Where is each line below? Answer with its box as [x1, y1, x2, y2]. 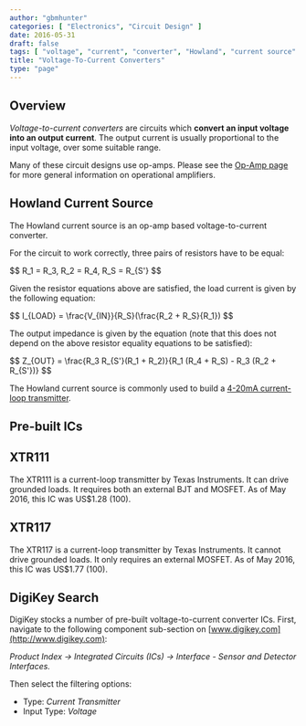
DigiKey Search [9, 590, 99, 605]
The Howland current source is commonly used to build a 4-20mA [9, 383, 259, 394]
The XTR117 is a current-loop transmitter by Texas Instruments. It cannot [9, 544, 281, 555]
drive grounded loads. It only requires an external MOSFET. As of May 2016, [9, 553, 295, 564]
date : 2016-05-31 [9, 30, 76, 39]
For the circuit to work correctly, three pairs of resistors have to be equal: [9, 247, 285, 258]
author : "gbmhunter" [9, 13, 89, 23]
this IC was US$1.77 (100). [9, 563, 108, 574]
